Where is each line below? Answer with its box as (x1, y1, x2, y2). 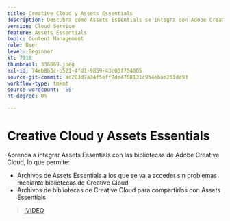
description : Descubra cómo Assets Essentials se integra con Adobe (7, 16, 207, 23)
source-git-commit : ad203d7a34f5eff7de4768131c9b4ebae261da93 (7, 73, 188, 81)
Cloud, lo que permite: (7, 158, 71, 166)
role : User (7, 42, 38, 49)
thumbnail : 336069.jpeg (7, 61, 75, 68)
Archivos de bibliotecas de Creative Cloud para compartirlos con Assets (16, 185, 221, 194)
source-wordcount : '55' (7, 86, 75, 93)
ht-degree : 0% (7, 93, 48, 100)
